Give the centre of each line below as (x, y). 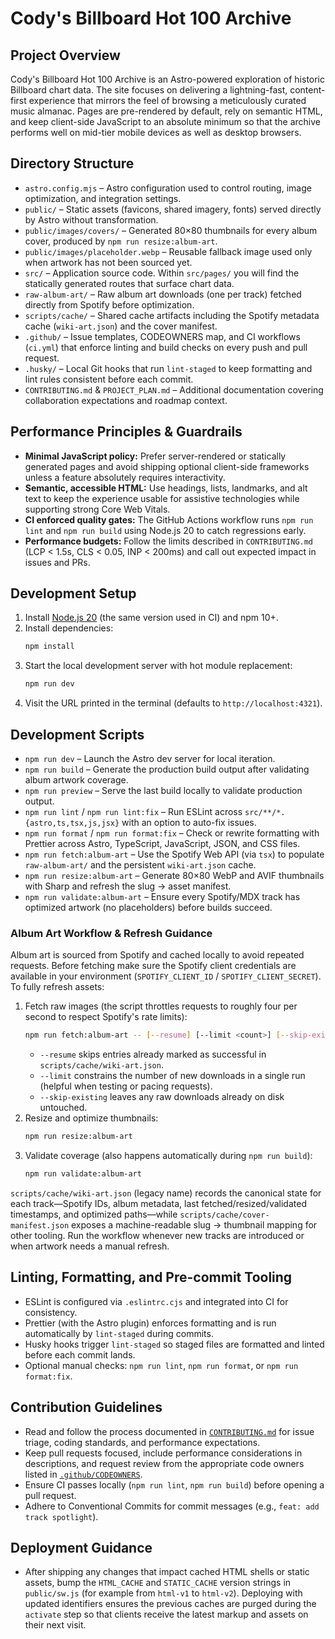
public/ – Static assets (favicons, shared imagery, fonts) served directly (173, 209)
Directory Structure (72, 163)
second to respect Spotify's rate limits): (106, 1017)
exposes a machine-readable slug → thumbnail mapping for (194, 1224)
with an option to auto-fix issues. (189, 822)
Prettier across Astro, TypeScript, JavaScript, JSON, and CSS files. (162, 843)
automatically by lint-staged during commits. (119, 1333)
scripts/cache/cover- (224, 1215)
